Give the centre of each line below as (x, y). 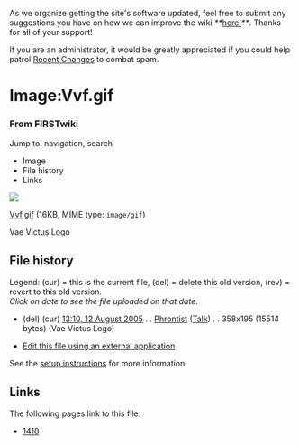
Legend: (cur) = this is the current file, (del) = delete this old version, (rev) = (150, 283)
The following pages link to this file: (75, 413)
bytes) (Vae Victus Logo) (68, 329)
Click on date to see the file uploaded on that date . (104, 301)
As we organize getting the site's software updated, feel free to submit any (148, 13)
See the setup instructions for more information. (98, 364)
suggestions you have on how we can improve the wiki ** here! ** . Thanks (145, 23)
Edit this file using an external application (99, 346)
